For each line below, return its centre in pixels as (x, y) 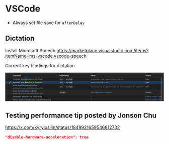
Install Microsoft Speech (30, 50)
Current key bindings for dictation (40, 65)
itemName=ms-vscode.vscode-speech (46, 56)
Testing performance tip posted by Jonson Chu (81, 115)
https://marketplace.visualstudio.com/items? (103, 50)
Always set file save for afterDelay (48, 23)
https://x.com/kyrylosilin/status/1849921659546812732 (63, 127)
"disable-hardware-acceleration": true (47, 137)
